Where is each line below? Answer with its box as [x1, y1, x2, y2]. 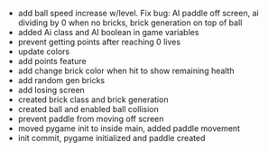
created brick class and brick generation [17, 94, 169, 105]
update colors [17, 46, 70, 57]
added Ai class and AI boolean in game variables [17, 27, 199, 37]
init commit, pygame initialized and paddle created [17, 133, 206, 143]
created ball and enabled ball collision [17, 104, 160, 114]
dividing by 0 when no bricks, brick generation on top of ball [17, 17, 243, 28]
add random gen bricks [17, 75, 106, 85]
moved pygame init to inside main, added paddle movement [17, 123, 241, 134]
